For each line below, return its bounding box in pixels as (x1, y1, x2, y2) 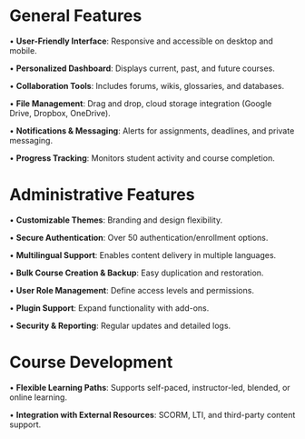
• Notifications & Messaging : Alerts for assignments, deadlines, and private (9, 125, 295, 136)
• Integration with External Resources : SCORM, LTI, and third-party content (9, 409, 296, 420)
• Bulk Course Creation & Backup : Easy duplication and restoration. (9, 267, 264, 278)
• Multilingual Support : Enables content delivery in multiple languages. (9, 249, 277, 260)
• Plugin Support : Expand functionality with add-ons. (9, 302, 210, 314)
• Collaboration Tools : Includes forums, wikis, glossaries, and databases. (9, 80, 284, 91)
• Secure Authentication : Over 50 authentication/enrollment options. (9, 232, 269, 243)
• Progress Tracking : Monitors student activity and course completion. (9, 152, 275, 164)
